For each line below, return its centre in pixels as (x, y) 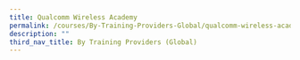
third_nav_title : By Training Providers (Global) (104, 42)
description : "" (39, 34)
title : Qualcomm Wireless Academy (74, 17)
